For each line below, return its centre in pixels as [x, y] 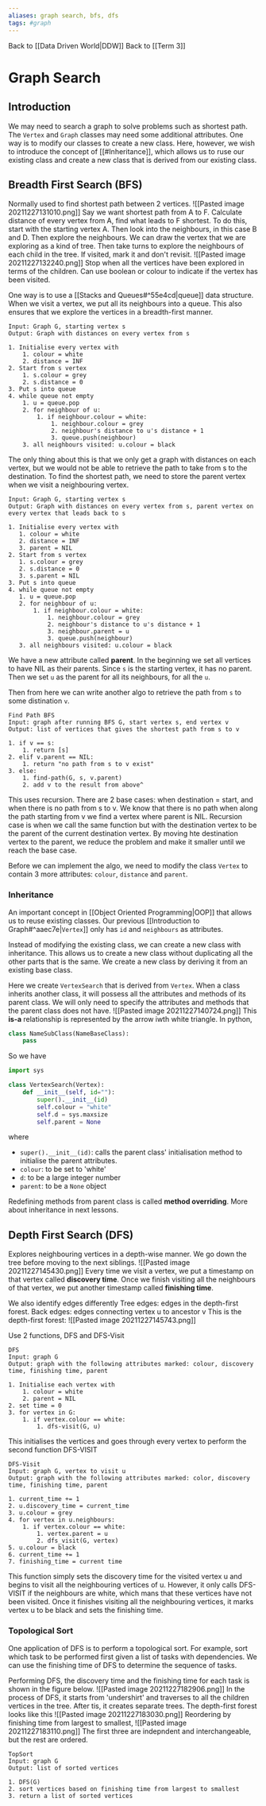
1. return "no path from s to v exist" [89, 764]
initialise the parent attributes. [68, 1161]
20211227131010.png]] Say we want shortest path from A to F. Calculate [125, 212]
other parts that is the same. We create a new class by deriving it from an [128, 961]
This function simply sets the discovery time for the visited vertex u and [125, 1576]
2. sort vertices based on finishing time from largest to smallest [124, 1789]
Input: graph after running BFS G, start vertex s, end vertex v [118, 723]
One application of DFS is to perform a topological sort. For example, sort [128, 1648]
